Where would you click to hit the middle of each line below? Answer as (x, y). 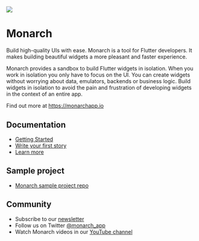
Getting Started (34, 139)
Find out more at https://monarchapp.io (55, 106)
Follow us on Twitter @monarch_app (60, 225)
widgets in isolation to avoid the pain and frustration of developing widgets (99, 88)
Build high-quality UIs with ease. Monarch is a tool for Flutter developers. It (99, 51)
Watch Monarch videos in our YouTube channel (74, 231)
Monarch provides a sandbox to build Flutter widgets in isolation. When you (100, 69)
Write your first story (41, 145)
